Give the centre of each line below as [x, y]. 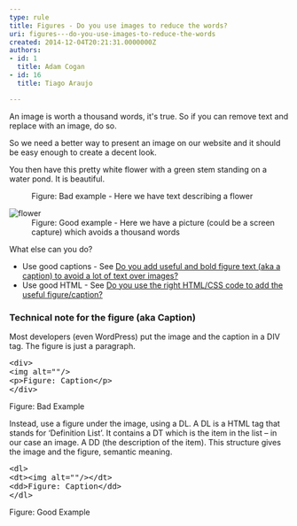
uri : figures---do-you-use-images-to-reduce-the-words [113, 34]
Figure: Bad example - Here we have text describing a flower [142, 196]
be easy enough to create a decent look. [83, 152]
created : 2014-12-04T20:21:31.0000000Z [83, 42]
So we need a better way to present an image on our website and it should [145, 143]
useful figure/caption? [63, 294]
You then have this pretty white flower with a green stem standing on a [138, 169]
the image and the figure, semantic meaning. [91, 452]
